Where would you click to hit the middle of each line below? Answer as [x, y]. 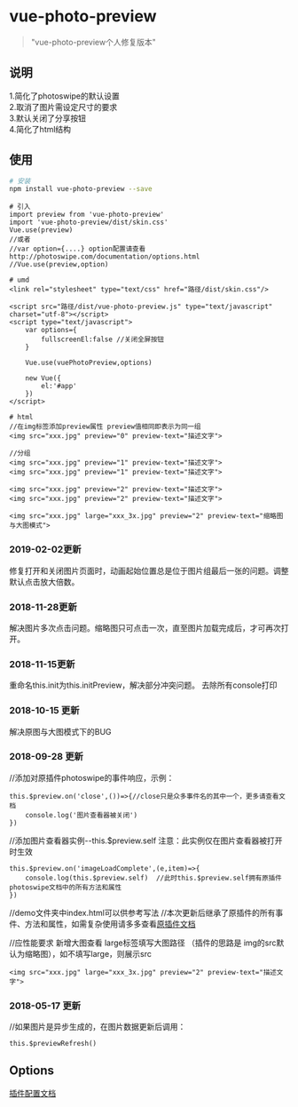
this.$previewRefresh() [53, 1044]
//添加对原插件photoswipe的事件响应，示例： [92, 777]
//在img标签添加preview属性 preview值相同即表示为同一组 [105, 427]
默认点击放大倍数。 [44, 581]
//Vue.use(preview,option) [59, 265]
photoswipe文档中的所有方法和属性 [66, 887]
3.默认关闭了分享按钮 [48, 118]
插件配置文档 [32, 1093]
